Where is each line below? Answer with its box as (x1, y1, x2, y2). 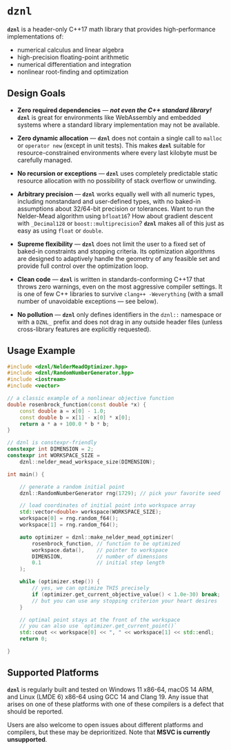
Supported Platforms (7, 667, 99, 679)
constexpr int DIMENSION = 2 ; (7, 446, 94, 452)
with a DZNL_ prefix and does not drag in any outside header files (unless (17, 317, 223, 326)
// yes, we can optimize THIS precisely (32, 585, 150, 592)
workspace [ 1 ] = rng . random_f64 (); (19, 521, 119, 528)
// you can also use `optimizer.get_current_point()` (19, 623, 177, 629)
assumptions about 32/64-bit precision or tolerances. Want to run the (17, 205, 215, 213)
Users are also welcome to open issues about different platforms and (7, 720, 203, 729)
